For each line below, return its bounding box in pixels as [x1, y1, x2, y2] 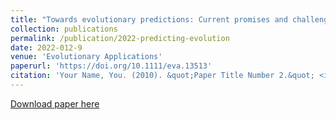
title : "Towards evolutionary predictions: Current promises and [10, 14, 288, 25]
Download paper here [10, 97, 100, 110]
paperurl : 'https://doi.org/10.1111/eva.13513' [10, 61, 213, 71]
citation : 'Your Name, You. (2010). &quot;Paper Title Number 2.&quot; [10, 71, 315, 81]
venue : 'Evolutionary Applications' [10, 52, 163, 62]
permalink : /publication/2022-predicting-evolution [10, 33, 230, 43]
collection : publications [10, 24, 118, 34]
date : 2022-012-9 [10, 42, 83, 53]
